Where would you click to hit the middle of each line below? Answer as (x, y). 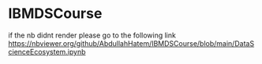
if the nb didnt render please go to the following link (92, 35)
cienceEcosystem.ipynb (47, 52)
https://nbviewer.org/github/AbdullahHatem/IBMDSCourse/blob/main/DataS (131, 43)
